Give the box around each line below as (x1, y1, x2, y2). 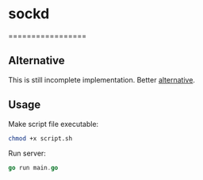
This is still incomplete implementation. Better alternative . (8, 75, 196, 84)
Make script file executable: (8, 119, 99, 128)
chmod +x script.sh (8, 134, 73, 143)
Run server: (8, 148, 46, 159)
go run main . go (8, 164, 59, 172)
